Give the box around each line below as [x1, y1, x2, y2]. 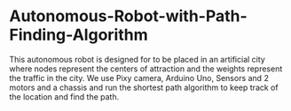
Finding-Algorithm [9, 25, 148, 45]
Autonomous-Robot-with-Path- [9, 6, 248, 26]
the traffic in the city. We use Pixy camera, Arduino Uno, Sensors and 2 [9, 72, 269, 83]
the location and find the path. [9, 91, 120, 102]
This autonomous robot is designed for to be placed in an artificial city [9, 54, 266, 64]
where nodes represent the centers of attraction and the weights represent [9, 63, 283, 74]
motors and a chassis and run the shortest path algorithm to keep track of [9, 82, 279, 92]
